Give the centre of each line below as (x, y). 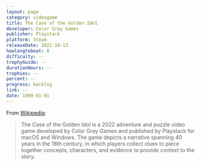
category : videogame (32, 17)
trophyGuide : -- (26, 62)
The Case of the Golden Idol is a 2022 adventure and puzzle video (103, 124)
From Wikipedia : (26, 112)
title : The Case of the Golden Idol (52, 23)
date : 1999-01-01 (28, 96)
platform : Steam (26, 40)
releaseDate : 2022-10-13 (37, 46)
